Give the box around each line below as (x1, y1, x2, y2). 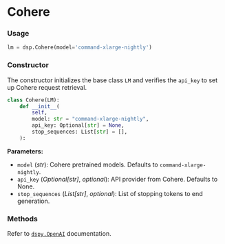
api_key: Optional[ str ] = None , (32, 122, 125, 129)
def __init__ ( (19, 103, 60, 110)
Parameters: (7, 147, 43, 155)
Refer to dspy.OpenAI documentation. (7, 230, 111, 238)
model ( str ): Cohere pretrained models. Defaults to (17, 160, 158, 169)
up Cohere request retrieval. (7, 83, 87, 91)
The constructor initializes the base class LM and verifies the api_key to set (7, 76, 218, 84)
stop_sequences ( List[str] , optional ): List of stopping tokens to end (17, 189, 203, 197)
